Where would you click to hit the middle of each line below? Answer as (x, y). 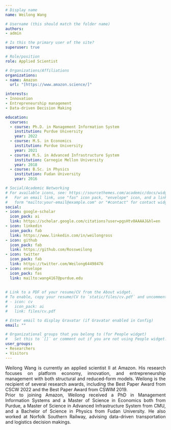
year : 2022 (26, 136)
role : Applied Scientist (32, 61)
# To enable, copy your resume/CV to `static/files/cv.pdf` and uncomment (86, 297)
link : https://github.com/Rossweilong (51, 250)
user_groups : (19, 344)
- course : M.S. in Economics (41, 141)
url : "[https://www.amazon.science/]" (51, 85)
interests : (17, 94)
